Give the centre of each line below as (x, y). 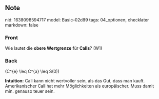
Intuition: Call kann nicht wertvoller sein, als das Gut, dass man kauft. (75, 81)
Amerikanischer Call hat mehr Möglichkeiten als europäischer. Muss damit (79, 86)
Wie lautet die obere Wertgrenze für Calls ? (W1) (54, 48)
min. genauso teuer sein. (30, 91)
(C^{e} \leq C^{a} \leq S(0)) (32, 71)
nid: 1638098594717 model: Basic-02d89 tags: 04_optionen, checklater (77, 20)
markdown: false (22, 25)
